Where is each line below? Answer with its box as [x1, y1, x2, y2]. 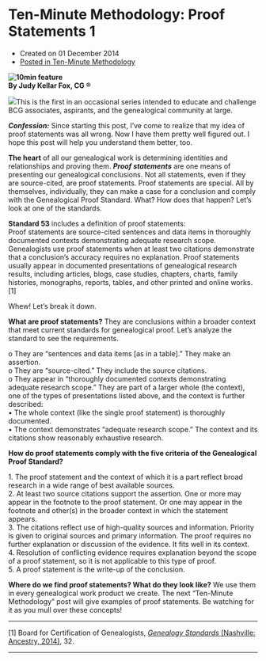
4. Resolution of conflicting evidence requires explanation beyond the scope [8, 548, 257, 557]
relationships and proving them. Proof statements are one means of [8, 161, 231, 171]
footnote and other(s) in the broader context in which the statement [8, 505, 228, 515]
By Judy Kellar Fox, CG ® [8, 81, 91, 90]
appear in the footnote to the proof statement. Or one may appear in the [8, 497, 243, 507]
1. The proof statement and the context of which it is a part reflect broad [8, 472, 244, 481]
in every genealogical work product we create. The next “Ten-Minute [8, 588, 234, 598]
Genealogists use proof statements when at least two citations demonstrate [8, 244, 255, 253]
